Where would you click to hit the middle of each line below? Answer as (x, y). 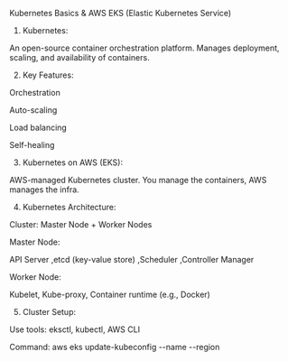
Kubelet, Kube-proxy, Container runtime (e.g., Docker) (110, 294)
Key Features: (48, 75)
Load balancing (38, 127)
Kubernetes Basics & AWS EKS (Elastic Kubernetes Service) (121, 13)
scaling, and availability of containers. (80, 57)
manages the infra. (44, 190)
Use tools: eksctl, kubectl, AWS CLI (75, 329)
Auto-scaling (33, 110)
